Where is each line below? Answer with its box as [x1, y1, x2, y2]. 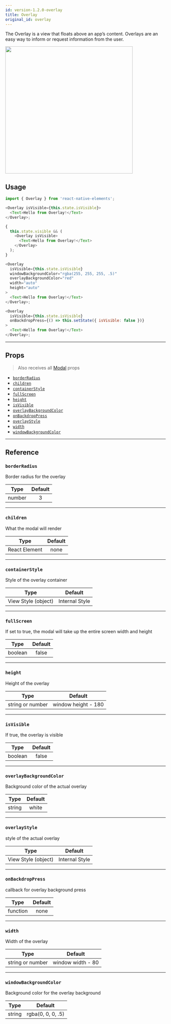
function [8, 907, 28, 914]
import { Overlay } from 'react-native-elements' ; [5, 196, 115, 202]
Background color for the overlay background [5, 990, 101, 996]
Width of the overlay [5, 938, 48, 945]
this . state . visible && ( [10, 229, 63, 234]
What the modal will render [5, 525, 62, 531]
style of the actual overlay [5, 835, 60, 841]
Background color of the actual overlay [5, 783, 87, 789]
